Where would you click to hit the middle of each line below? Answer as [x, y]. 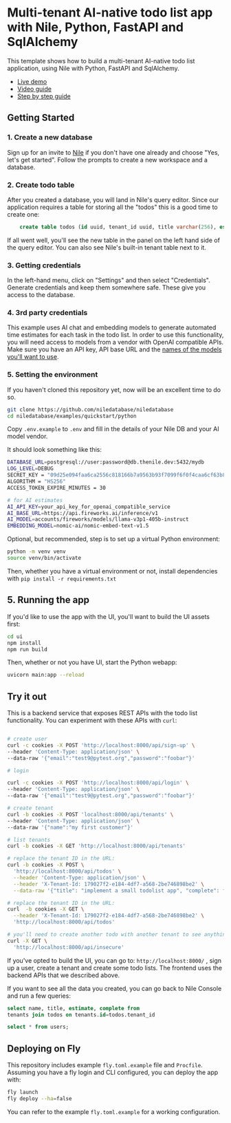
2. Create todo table [41, 185]
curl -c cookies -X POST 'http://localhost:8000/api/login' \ [98, 783]
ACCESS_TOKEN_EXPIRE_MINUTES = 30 [57, 488]
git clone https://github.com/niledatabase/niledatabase [90, 410]
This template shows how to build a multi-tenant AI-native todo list [101, 61]
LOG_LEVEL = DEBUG [30, 469]
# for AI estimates [35, 500]
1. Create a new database [50, 138]
